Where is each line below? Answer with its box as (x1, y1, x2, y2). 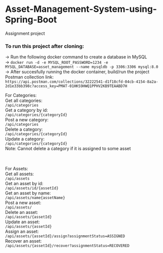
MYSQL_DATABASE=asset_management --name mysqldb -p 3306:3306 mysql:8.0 (5, 64, 159, 70)
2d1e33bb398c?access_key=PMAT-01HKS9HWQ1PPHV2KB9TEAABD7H (5, 84, 127, 89)
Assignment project (5, 30, 46, 36)
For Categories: (5, 93, 37, 99)
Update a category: (5, 136, 45, 142)
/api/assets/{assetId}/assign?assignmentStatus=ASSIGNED (5, 234, 125, 239)
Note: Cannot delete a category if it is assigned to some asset (5, 146, 131, 152)
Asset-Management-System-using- (5, 3, 157, 15)
